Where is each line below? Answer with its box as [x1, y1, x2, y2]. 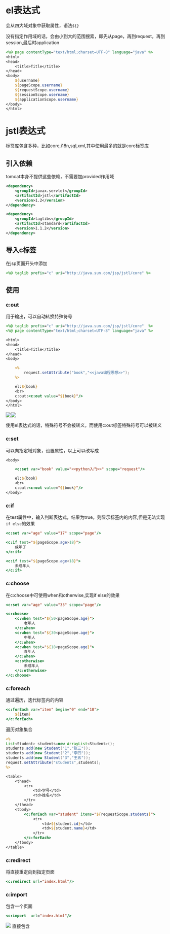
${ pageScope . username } [15, 83, 63, 88]
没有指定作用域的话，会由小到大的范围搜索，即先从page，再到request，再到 [6, 33, 165, 39]
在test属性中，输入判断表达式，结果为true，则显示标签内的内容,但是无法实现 [6, 514, 165, 520]
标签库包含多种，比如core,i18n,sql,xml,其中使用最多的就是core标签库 [6, 143, 149, 149]
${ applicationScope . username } [15, 97, 79, 102]
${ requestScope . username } [15, 87, 70, 92]
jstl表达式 [6, 125, 46, 137]
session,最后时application [6, 39, 60, 46]
